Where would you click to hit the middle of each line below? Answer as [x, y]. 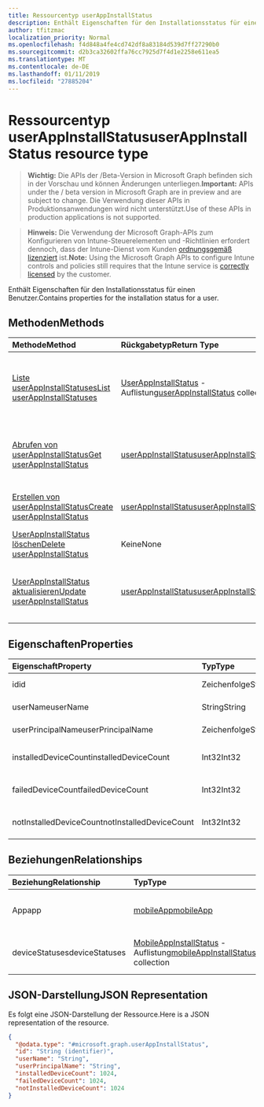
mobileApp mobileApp [173, 910]
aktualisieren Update [49, 591]
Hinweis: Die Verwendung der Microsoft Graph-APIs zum [120, 232]
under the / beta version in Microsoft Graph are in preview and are [134, 192]
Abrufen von [35, 445]
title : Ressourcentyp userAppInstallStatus [81, 15]
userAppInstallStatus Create [63, 507]
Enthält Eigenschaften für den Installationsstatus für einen [102, 290]
